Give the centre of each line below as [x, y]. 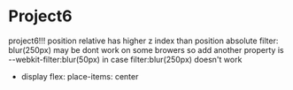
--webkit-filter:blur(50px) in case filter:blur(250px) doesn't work [125, 59]
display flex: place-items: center [80, 76]
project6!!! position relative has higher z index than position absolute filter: [143, 41]
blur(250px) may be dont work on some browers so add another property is [146, 49]
